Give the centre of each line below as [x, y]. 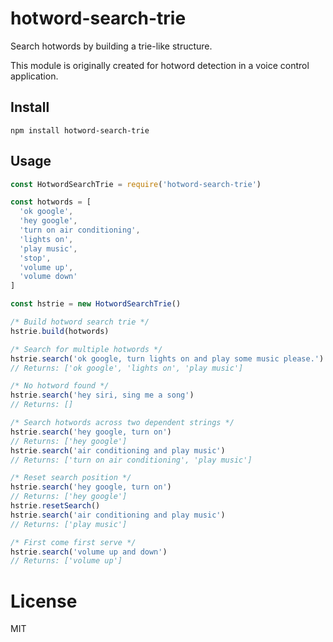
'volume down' [48, 277]
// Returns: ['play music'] [69, 524]
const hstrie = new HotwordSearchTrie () [96, 304]
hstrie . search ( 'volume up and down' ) [89, 552]
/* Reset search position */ [71, 478]
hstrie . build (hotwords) [60, 331]
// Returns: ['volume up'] [66, 561]
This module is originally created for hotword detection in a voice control [160, 65]
